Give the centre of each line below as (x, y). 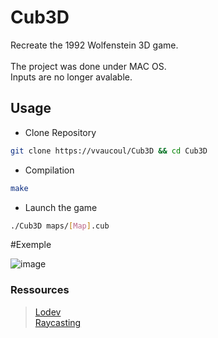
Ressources (40, 290)
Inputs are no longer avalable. (71, 77)
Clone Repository (60, 132)
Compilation (49, 170)
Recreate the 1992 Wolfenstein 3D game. (94, 45)
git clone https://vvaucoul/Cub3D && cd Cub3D (109, 151)
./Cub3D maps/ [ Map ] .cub (60, 226)
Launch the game (61, 207)
